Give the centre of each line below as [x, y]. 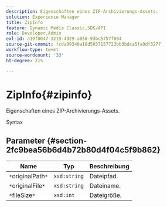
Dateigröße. [105, 195]
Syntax [15, 122]
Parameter [26, 140]
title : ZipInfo [25, 22]
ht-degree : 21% [25, 60]
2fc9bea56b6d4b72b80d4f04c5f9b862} [83, 150]
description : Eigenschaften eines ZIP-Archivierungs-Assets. [82, 11]
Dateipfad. [104, 177]
